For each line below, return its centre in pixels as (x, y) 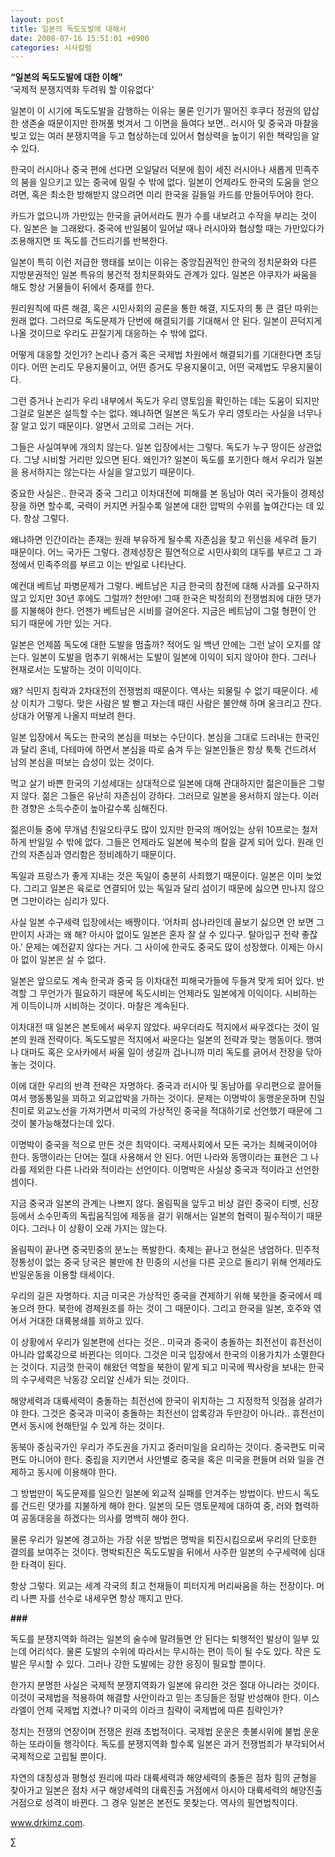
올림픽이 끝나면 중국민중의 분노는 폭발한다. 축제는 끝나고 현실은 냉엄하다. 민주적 (165, 1250)
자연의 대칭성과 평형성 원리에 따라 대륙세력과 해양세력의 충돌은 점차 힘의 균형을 (164, 1778)
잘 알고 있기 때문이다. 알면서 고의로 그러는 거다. (102, 426)
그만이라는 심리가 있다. (65, 901)
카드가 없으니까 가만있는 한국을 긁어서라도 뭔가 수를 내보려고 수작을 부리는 (154, 216)
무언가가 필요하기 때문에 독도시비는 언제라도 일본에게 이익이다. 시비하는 (178, 993)
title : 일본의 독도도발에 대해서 (68, 29)
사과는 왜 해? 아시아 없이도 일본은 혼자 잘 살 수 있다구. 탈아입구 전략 (168, 935)
